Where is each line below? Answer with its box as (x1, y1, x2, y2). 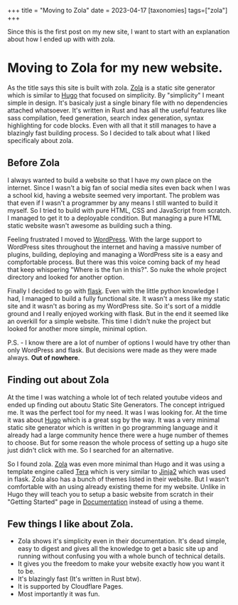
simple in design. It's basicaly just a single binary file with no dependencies (7, 98, 228, 107)
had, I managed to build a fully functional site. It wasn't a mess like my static (7, 294, 230, 302)
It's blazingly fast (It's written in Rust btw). (17, 574, 142, 583)
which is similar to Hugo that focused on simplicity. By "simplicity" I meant (7, 90, 225, 99)
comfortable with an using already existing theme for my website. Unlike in (7, 482, 226, 490)
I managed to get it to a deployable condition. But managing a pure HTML (7, 214, 222, 222)
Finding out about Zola (7, 374, 109, 386)
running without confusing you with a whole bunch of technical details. (17, 552, 226, 561)
